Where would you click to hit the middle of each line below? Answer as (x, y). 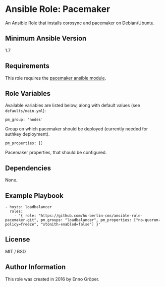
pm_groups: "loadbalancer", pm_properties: (86, 220)
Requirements (27, 66)
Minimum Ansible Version (46, 38)
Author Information (35, 267)
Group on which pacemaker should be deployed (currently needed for (77, 129)
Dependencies (28, 168)
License (18, 240)
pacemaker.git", (22, 220)
